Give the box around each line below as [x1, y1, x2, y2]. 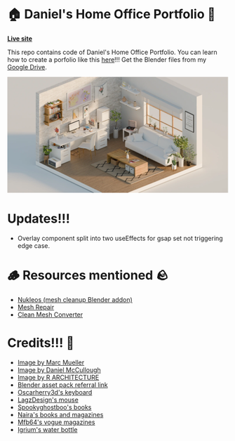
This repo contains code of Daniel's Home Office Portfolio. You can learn [7, 48, 217, 56]
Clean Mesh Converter [17, 310, 83, 319]
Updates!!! [7, 211, 70, 227]
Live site [7, 34, 33, 43]
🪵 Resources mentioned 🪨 [7, 268, 168, 284]
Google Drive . [7, 62, 48, 71]
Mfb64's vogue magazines [17, 418, 95, 426]
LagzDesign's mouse [17, 395, 79, 404]
